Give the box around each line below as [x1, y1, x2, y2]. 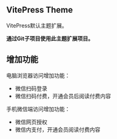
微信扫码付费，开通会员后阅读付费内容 [15, 92, 111, 99]
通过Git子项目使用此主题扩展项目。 [6, 35, 94, 42]
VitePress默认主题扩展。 [6, 21, 68, 29]
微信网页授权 [15, 118, 47, 126]
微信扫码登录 [15, 85, 47, 92]
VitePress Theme [6, 5, 73, 15]
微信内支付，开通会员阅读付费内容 [15, 126, 101, 133]
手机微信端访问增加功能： [6, 105, 70, 112]
